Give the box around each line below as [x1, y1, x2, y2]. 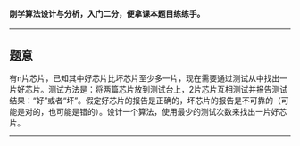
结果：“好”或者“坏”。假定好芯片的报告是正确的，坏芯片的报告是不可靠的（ [9, 95, 281, 106]
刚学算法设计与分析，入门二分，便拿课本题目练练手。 [9, 8, 205, 19]
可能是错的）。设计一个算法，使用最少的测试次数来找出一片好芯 [55, 107, 287, 118]
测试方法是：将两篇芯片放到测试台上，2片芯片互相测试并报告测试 [47, 85, 288, 95]
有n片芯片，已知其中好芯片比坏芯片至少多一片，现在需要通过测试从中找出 [9, 73, 280, 84]
